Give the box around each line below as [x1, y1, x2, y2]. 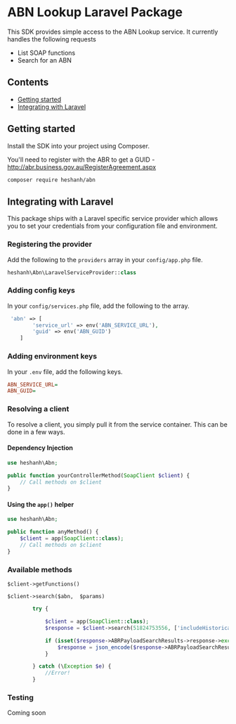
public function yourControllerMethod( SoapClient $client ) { [7, 472, 190, 479]
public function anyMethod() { [7, 529, 99, 536]
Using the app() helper [7, 500, 74, 508]
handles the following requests [7, 34, 96, 43]
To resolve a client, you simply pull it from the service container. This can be [7, 420, 228, 429]
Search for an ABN [17, 56, 72, 64]
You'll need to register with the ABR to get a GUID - [7, 155, 155, 164]
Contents [7, 77, 49, 89]
